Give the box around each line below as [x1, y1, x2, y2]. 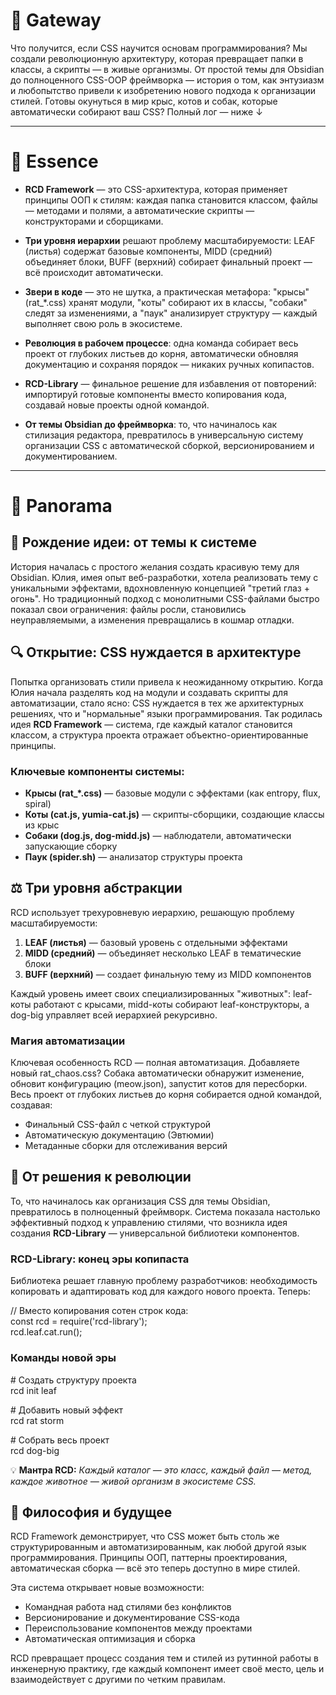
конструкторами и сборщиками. [24, 215, 164, 227]
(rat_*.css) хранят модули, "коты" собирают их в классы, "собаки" [24, 296, 308, 308]
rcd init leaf [10, 1384, 57, 1396]
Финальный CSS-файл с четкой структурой [24, 1119, 212, 1131]
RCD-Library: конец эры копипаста [10, 1252, 190, 1266]
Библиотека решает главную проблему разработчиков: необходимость [10, 1275, 318, 1287]
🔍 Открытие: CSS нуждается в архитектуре [10, 644, 302, 661]
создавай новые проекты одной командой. [24, 399, 210, 411]
